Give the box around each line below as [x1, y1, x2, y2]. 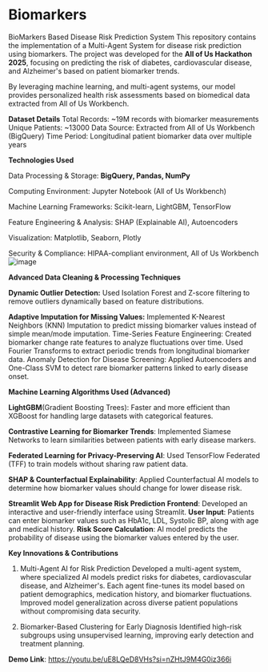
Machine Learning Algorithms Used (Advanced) [8, 387, 171, 396]
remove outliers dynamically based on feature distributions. [8, 296, 204, 306]
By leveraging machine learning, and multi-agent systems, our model [8, 82, 236, 91]
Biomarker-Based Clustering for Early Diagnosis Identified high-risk [19, 622, 242, 631]
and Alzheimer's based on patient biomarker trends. [8, 66, 180, 75]
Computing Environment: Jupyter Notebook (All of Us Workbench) [8, 186, 226, 195]
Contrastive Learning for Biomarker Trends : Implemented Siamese [8, 426, 231, 436]
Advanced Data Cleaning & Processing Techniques [8, 272, 182, 282]
